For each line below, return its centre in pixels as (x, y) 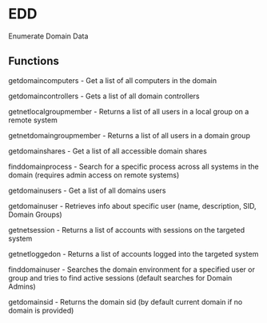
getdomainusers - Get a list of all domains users (87, 190)
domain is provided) (41, 310)
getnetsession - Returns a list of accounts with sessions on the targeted (127, 229)
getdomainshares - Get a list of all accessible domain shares (108, 151)
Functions (34, 61)
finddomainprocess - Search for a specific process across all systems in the (133, 166)
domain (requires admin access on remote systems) (94, 175)
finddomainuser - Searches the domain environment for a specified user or (132, 269)
